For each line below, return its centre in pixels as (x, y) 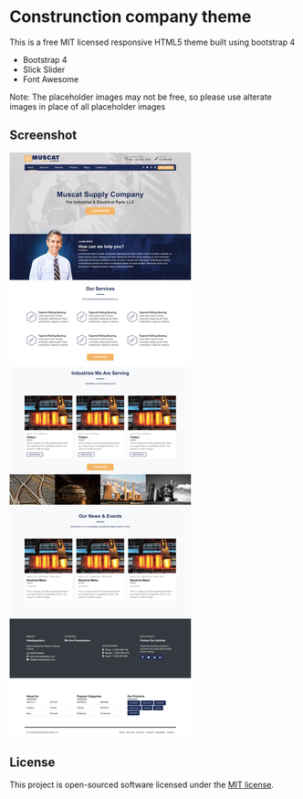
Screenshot (43, 136)
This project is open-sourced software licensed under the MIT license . (142, 784)
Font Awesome (51, 79)
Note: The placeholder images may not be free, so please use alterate (141, 97)
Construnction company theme (131, 17)
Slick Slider (44, 69)
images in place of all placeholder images (88, 106)
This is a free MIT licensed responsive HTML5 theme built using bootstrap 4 (152, 42)
